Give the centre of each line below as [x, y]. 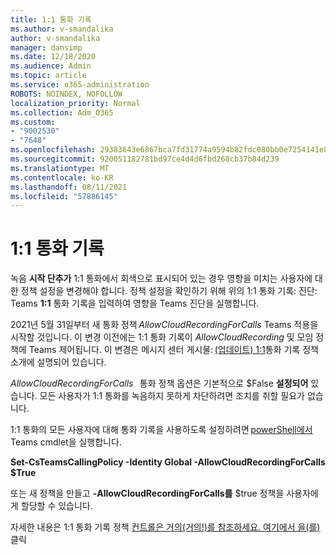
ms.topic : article [48, 76]
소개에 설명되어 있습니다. [58, 362]
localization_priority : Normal [75, 103]
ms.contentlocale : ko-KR [62, 177]
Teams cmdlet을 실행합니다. [66, 442]
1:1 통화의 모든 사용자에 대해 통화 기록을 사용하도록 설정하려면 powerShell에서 [161, 430]
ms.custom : [33, 122]
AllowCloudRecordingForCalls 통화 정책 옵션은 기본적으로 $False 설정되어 [159, 383]
